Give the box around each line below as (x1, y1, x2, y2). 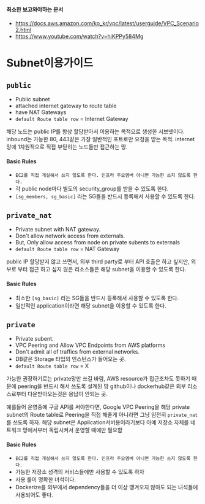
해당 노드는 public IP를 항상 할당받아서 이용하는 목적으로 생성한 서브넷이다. (6, 128, 185, 135)
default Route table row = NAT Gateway (15, 246, 120, 253)
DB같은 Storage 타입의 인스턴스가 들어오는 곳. (15, 355, 126, 363)
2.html (15, 26, 32, 34)
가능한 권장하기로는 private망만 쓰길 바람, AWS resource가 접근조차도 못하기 (6, 375, 191, 382)
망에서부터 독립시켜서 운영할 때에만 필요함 (22, 427, 123, 434)
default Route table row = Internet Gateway (15, 115, 129, 123)
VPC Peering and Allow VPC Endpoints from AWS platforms (15, 341, 166, 349)
